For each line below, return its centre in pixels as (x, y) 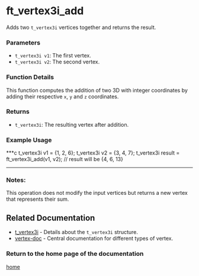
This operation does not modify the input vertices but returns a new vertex (97, 193)
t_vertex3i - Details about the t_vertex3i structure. (76, 232)
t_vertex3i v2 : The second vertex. (57, 62)
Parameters (23, 43)
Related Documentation (51, 218)
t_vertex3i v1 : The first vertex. (53, 56)
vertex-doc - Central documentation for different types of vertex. (94, 239)
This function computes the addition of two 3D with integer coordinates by (97, 90)
